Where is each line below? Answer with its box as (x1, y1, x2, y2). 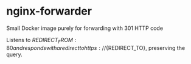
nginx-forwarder (6, 4, 92, 18)
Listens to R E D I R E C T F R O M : (6, 36, 77, 45)
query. (6, 51, 23, 58)
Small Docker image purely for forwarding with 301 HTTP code (6, 24, 163, 32)
